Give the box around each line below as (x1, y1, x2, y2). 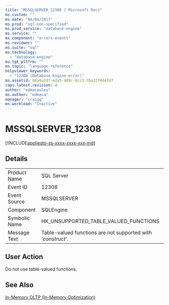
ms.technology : (5, 50, 37, 55)
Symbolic (8, 214, 30, 222)
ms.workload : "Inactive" (5, 102, 57, 107)
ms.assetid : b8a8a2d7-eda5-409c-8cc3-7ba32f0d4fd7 (5, 78, 114, 83)
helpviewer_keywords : (5, 69, 51, 74)
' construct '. (41, 235, 69, 242)
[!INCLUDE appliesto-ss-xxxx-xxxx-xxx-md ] (5, 140, 96, 146)
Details (5, 155, 28, 163)
